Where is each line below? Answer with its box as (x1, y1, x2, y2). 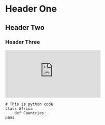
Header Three (5, 38, 41, 46)
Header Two (5, 23, 45, 32)
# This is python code (5, 102, 53, 107)
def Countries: (14, 110, 47, 115)
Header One (5, 3, 57, 15)
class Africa (5, 106, 33, 111)
